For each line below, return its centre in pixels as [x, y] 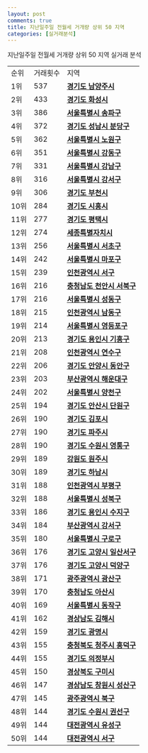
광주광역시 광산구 [94, 579]
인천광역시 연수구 [94, 353]
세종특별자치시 [90, 233]
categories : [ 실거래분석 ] [42, 34]
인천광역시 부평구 [94, 485]
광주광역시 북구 [91, 698]
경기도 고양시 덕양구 [98, 566]
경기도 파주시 [87, 432]
